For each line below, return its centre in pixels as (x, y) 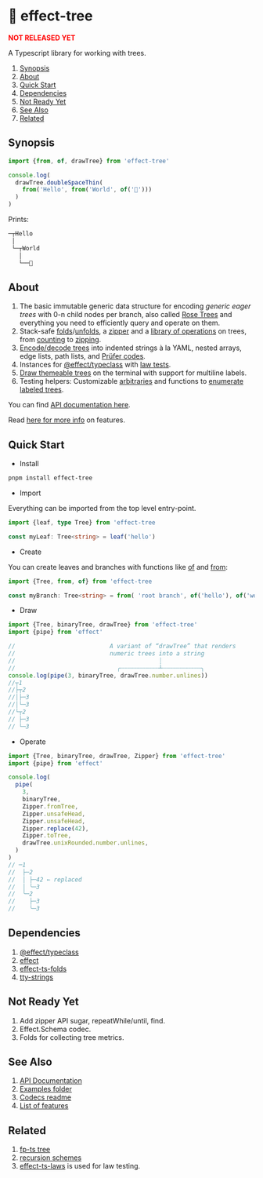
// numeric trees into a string (106, 654)
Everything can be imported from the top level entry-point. (102, 508)
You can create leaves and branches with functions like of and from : (118, 567)
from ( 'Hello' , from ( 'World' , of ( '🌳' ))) (87, 190)
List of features (44, 1106)
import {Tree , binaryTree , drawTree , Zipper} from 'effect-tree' (117, 756)
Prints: (18, 219)
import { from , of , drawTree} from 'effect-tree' (89, 161)
